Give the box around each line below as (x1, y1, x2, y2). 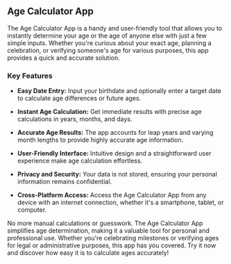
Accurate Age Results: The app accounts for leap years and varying (17, 129, 214, 137)
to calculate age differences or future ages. (17, 94, 142, 103)
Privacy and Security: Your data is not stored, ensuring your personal (17, 170, 217, 179)
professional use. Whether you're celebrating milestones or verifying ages (7, 234, 219, 242)
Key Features (7, 71, 53, 81)
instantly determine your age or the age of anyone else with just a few (7, 31, 207, 40)
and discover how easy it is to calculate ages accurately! (7, 249, 169, 257)
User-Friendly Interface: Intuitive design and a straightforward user (17, 149, 212, 158)
